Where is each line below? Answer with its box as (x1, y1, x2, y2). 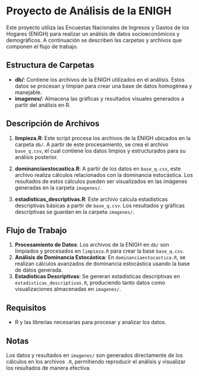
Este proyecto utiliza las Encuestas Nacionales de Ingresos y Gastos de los (6, 24, 189, 31)
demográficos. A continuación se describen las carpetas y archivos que (6, 36, 182, 43)
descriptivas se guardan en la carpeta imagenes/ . (14, 208, 135, 215)
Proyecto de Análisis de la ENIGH (6, 4, 172, 18)
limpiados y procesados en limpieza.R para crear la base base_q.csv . (14, 247, 185, 254)
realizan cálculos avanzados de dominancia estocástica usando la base (14, 260, 190, 268)
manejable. (14, 88, 42, 96)
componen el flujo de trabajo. (6, 43, 78, 50)
